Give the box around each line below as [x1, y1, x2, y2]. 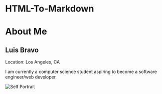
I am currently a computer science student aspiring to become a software [5, 68, 157, 75]
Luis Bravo [5, 45, 39, 54]
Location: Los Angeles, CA [5, 59, 60, 65]
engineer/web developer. [5, 74, 57, 80]
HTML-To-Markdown [5, 3, 94, 14]
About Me [5, 26, 47, 37]
